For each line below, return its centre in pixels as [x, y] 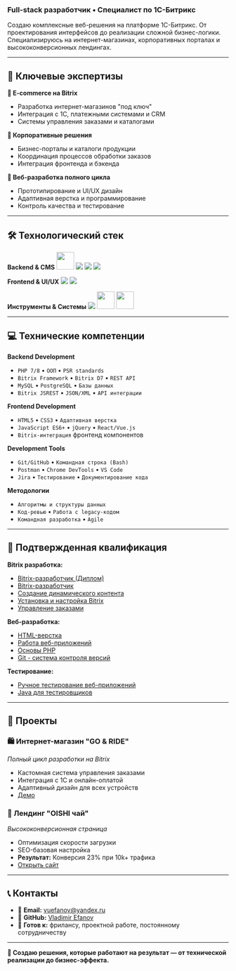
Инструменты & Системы [47, 306]
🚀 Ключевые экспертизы [65, 76]
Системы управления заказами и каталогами [86, 121]
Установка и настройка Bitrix [60, 600]
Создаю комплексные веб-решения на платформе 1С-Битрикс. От [107, 25]
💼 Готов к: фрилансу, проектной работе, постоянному [99, 925]
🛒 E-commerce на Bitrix [42, 93]
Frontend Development [41, 406]
